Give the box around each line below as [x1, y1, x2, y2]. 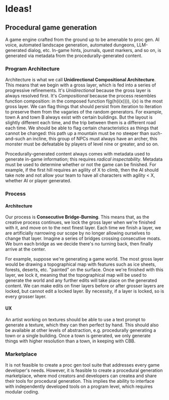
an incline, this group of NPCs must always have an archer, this [26, 136, 157, 142]
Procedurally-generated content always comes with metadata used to [5, 151, 150, 157]
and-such [5, 136, 26, 142]
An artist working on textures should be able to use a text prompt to [5, 316, 146, 322]
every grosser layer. [5, 293, 47, 299]
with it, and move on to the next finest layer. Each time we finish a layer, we [5, 225, 161, 231]
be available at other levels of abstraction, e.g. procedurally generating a [5, 327, 156, 333]
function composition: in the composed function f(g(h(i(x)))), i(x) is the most [5, 98, 163, 104]
